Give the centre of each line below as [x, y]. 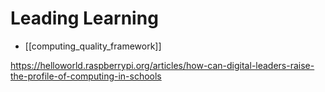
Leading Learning [84, 18]
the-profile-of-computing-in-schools [86, 76]
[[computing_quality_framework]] [93, 46]
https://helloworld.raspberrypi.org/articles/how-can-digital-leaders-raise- [162, 65]
